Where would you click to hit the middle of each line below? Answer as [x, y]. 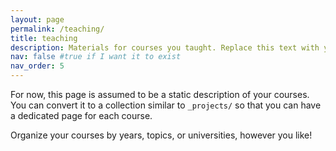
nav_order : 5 [37, 66]
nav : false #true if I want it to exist [96, 57]
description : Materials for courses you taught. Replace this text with [165, 47]
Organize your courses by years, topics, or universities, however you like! [161, 135]
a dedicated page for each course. [81, 115]
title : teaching [44, 38]
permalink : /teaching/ [57, 29]
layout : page [37, 19]
